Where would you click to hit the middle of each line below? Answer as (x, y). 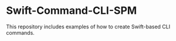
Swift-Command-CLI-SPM (72, 11)
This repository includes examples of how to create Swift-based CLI (88, 27)
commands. (21, 32)
